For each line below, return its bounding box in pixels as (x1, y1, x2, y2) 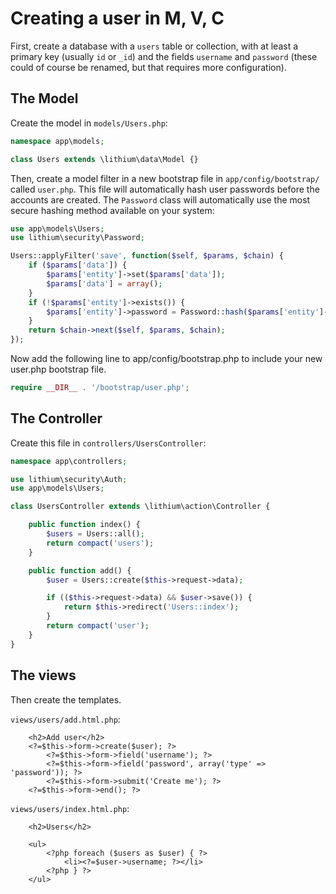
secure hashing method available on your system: (10, 204, 215, 216)
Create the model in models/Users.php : (10, 117, 168, 129)
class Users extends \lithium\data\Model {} (10, 154, 199, 164)
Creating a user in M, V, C (10, 7, 225, 30)
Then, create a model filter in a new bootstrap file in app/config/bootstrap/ (10, 172, 320, 184)
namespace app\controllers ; (10, 456, 128, 466)
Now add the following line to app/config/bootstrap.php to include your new (10, 353, 323, 364)
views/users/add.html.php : (10, 713, 121, 725)
